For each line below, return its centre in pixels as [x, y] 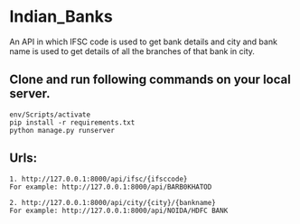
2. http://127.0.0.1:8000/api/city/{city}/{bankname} [113, 202]
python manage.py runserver [62, 130]
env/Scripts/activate [50, 115]
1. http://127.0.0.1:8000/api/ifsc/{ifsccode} [98, 179]
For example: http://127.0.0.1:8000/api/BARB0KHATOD [111, 187]
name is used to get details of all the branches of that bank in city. [132, 51]
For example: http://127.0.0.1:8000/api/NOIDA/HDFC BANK [119, 210]
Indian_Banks [61, 17]
